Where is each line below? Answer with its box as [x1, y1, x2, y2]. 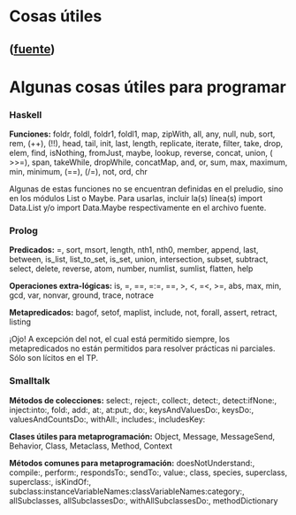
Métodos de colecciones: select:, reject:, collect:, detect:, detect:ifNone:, [9, 394, 277, 405]
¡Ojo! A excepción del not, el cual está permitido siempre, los [9, 334, 231, 345]
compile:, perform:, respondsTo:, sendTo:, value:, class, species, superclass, [9, 467, 288, 478]
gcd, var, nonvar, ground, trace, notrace [9, 290, 155, 300]
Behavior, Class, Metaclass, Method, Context [9, 441, 173, 451]
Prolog [9, 224, 38, 237]
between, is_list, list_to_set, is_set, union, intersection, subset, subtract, [9, 254, 269, 265]
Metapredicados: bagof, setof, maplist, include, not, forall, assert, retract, [9, 308, 277, 318]
